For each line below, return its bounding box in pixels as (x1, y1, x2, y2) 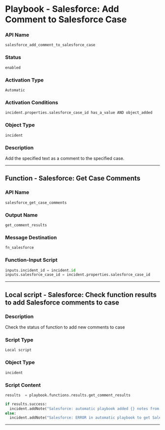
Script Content (5, 381, 41, 388)
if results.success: (5, 401, 48, 406)
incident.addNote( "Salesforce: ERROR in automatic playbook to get (9, 415, 151, 420)
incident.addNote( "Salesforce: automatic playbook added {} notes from (9, 406, 160, 411)
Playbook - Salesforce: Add (5, 3, 119, 15)
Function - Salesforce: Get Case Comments (5, 174, 141, 183)
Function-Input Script (5, 257, 58, 264)
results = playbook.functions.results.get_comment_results (5, 393, 131, 398)
